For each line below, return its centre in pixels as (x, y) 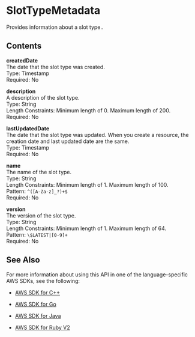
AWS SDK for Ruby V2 (42, 327)
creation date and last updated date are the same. (68, 141)
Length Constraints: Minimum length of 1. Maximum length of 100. (88, 184)
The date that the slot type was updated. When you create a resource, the (97, 135)
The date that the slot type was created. (55, 67)
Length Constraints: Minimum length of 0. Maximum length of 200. (88, 110)
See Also (23, 260)
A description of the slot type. (43, 97)
